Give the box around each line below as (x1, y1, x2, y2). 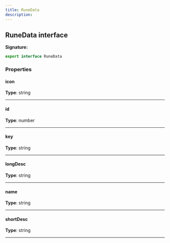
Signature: (5, 44, 28, 51)
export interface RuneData (5, 54, 62, 59)
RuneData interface (5, 31, 68, 39)
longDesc (5, 161, 26, 167)
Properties (5, 66, 32, 73)
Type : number (5, 117, 35, 123)
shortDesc (5, 216, 28, 222)
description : (5, 12, 33, 17)
